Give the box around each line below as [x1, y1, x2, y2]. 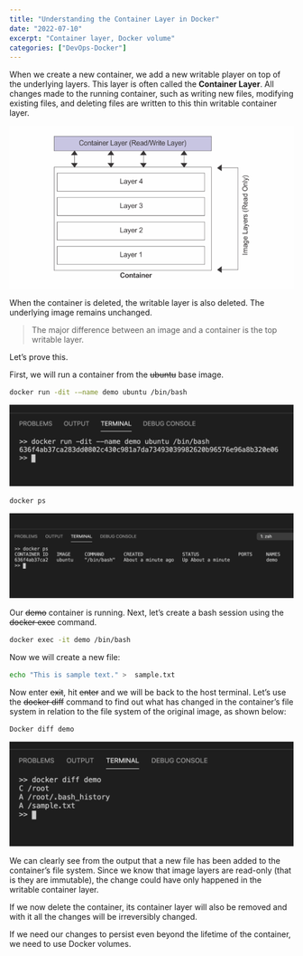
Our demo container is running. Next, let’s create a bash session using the [9, 607, 284, 619]
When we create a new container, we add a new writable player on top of [9, 69, 281, 80]
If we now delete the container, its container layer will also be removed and [9, 902, 288, 913]
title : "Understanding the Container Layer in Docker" [9, 14, 220, 24]
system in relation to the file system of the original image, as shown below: [9, 706, 287, 717]
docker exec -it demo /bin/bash [9, 636, 131, 645]
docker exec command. [9, 617, 97, 628]
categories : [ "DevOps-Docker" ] [9, 43, 127, 52]
